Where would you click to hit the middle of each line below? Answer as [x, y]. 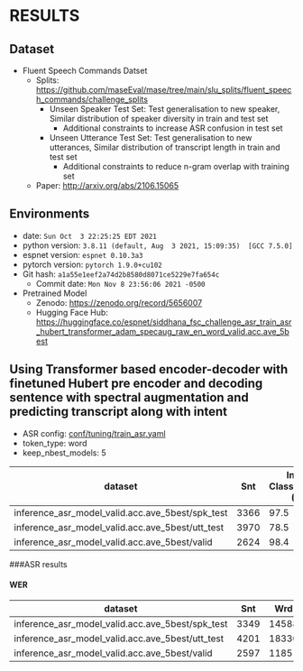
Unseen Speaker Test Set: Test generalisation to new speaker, [165, 109]
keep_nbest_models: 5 [64, 453]
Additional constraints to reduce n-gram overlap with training [176, 166]
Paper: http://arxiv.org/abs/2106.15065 [107, 185]
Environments [50, 214]
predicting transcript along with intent [119, 412]
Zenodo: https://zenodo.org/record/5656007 [119, 302]
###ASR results [38, 564]
